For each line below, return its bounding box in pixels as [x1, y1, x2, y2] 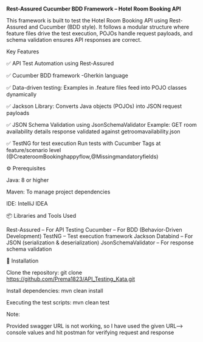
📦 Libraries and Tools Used [6, 212, 77, 219]
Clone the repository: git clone [6, 269, 83, 276]
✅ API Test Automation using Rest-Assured [6, 60, 114, 67]
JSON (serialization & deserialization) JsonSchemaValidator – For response [6, 239, 194, 246]
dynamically [6, 91, 37, 98]
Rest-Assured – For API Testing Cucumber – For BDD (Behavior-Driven [6, 226, 182, 233]
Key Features [6, 48, 40, 55]
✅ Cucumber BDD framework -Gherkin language [6, 72, 129, 79]
